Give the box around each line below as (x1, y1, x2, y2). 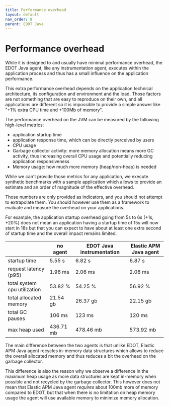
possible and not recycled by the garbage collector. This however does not (5, 379, 160, 385)
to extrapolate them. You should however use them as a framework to (5, 199, 150, 205)
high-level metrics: (5, 122, 44, 128)
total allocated (8, 294, 41, 301)
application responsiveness (12, 158, 69, 165)
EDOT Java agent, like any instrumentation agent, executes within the (5, 65, 149, 71)
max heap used (8, 327, 44, 334)
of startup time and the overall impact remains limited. (5, 230, 117, 236)
